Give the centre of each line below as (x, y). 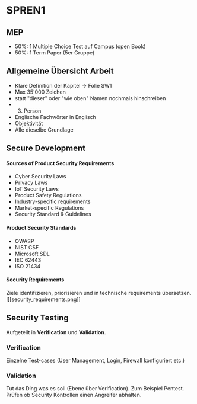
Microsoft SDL (32, 254)
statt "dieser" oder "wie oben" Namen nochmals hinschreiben (90, 98)
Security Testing (38, 318)
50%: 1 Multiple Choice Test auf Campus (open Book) (80, 46)
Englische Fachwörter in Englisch (55, 117)
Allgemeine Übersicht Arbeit (60, 71)
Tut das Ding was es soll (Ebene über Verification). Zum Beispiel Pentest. (95, 389)
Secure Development (46, 148)
